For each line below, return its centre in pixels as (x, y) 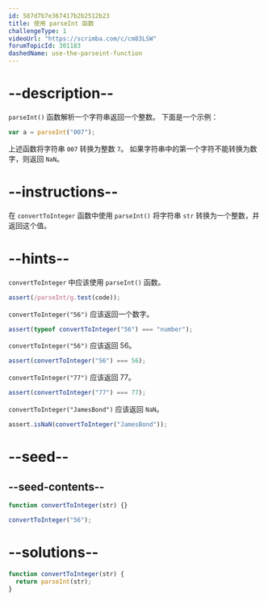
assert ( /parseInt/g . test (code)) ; (65, 297)
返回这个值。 (29, 225)
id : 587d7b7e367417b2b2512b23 (59, 16)
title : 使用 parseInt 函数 (51, 23)
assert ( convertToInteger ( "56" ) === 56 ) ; (77, 361)
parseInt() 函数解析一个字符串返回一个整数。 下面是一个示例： (113, 116)
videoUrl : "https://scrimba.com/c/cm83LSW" (83, 38)
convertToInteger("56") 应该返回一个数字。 (81, 314)
